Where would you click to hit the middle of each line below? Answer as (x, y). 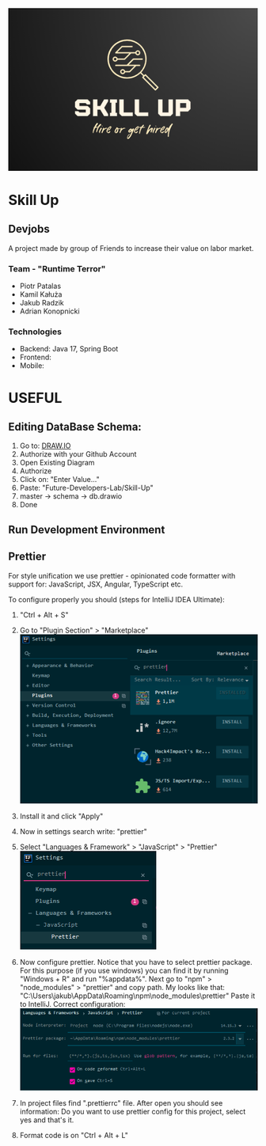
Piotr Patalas (40, 286)
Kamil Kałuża (41, 294)
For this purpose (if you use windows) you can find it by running (124, 971)
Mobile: (32, 366)
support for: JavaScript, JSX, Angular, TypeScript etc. (96, 584)
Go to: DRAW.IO (45, 446)
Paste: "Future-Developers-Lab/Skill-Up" (87, 488)
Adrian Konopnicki (50, 311)
